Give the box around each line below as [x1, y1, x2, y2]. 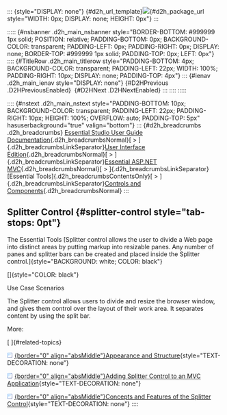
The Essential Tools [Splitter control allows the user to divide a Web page [7, 235, 213, 243]
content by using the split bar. [7, 312, 91, 320]
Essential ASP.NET [105, 158, 157, 166]
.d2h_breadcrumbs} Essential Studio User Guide [7, 129, 144, 136]
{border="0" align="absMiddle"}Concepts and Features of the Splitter [14, 392, 211, 401]
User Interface [105, 143, 146, 151]
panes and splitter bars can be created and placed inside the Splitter [7, 250, 200, 258]
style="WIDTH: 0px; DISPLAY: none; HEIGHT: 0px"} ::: [7, 14, 159, 23]
